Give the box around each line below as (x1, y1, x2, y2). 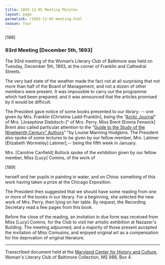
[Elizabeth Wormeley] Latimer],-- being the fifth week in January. (5, 140, 137, 146)
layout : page (5, 12, 32, 17)
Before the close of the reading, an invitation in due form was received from (5, 214, 159, 220)
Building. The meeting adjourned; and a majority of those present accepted (5, 224, 157, 230)
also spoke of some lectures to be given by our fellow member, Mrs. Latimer (5, 134, 159, 140)
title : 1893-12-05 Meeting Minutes (5, 7, 78, 12)
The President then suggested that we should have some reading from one (5, 188, 157, 195)
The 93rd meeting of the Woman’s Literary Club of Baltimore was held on (5, 58, 153, 64)
